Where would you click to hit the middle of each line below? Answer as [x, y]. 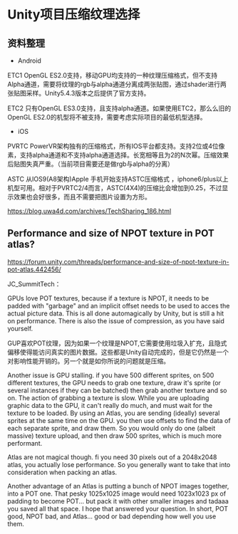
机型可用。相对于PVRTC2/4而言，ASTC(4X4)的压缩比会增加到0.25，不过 [115, 188]
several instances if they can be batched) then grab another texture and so [117, 390]
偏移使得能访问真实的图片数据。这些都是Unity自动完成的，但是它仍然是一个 [118, 352]
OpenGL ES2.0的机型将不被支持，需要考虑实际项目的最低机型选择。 [107, 117]
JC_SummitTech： [34, 284]
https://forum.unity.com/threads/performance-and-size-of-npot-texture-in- [118, 261]
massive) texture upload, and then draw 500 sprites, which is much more [115, 436]
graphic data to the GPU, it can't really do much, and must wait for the [110, 405]
